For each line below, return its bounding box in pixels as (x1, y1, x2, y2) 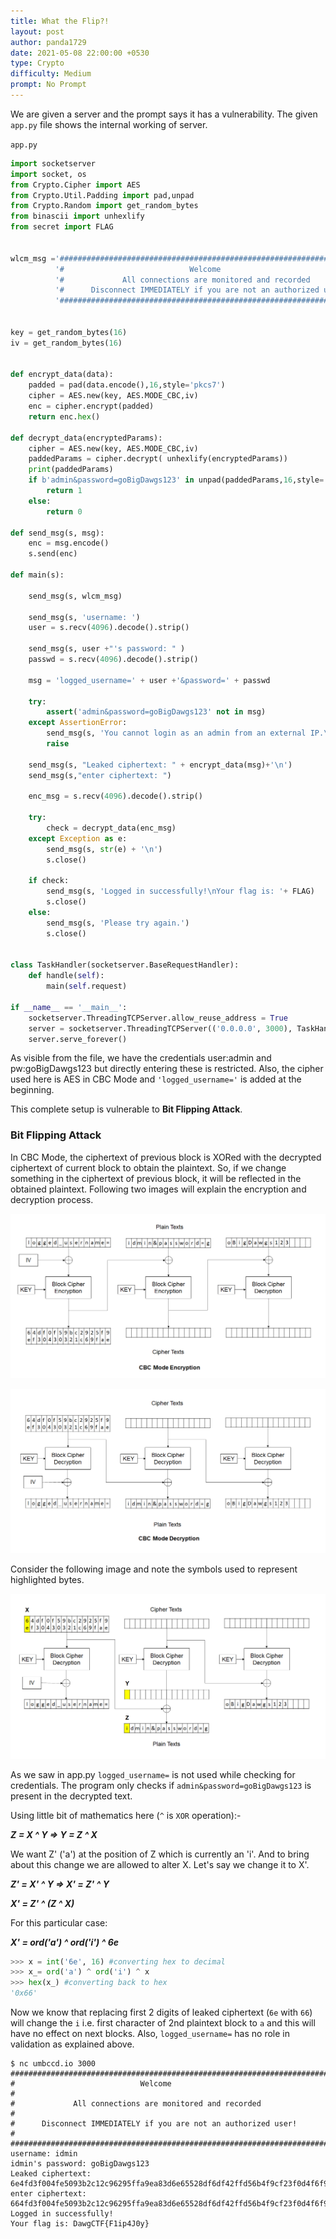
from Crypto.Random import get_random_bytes (10, 201, 199, 211)
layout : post (10, 26, 65, 37)
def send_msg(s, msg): (10, 528, 105, 538)
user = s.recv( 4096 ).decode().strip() (28, 623, 190, 633)
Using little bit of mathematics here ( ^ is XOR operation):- (10, 1809, 242, 1821)
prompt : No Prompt (10, 80, 87, 90)
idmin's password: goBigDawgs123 (10, 2159, 150, 2169)
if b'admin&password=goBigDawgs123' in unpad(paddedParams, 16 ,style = (28, 475, 325, 485)
